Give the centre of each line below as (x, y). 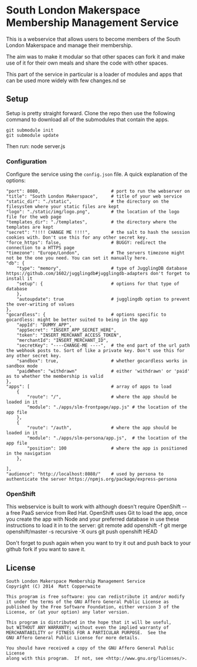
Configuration (26, 161)
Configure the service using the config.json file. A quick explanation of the (97, 175)
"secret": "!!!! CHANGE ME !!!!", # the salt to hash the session (98, 233)
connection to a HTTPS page (40, 248)
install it (19, 279)
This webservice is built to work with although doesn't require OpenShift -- (96, 507)
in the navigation (28, 454)
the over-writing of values (40, 304)
